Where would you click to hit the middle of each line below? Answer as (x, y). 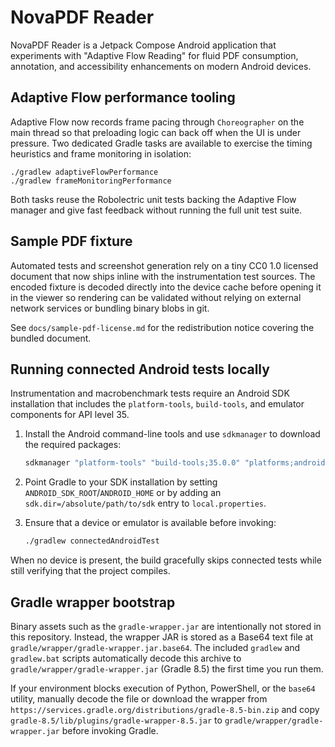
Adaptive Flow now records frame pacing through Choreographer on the (157, 122)
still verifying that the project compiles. (90, 571)
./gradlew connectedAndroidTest (92, 541)
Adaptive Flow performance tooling (123, 97)
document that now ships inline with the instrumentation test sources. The (163, 276)
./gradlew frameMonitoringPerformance (91, 181)
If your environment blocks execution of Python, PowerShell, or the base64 (163, 688)
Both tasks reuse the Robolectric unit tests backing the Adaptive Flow (153, 199)
